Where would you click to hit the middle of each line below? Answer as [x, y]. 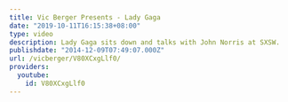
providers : [29, 67]
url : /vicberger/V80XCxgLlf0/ [65, 59]
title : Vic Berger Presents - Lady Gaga [85, 17]
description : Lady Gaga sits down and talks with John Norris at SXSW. [144, 42]
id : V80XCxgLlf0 [56, 83]
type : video [31, 34]
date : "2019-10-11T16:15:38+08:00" [75, 26]
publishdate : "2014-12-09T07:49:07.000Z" [87, 51]
